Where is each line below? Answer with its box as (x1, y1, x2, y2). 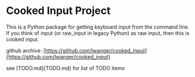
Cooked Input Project (6, 4, 111, 17)
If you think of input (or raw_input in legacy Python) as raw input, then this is (6, 29, 190, 36)
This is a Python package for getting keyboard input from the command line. (6, 23, 190, 30)
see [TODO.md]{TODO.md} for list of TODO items (6, 64, 125, 71)
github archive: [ (6, 47, 46, 54)
